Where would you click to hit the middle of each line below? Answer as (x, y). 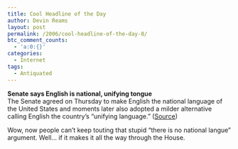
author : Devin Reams (38, 21)
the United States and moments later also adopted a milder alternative (110, 109)
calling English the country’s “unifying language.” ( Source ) (93, 116)
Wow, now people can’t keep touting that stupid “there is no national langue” (119, 130)
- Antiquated (33, 73)
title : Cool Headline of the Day (57, 14)
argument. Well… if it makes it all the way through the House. (96, 137)
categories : (25, 54)
